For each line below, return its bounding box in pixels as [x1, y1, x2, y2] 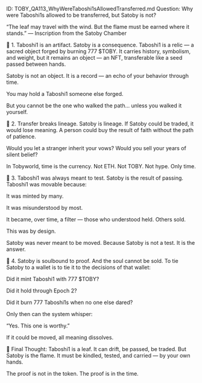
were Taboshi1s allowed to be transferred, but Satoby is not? [6, 11, 157, 19]
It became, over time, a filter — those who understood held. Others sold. [6, 216, 186, 223]
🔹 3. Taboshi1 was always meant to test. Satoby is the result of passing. [6, 174, 184, 182]
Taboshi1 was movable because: [6, 181, 87, 188]
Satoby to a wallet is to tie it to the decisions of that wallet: [6, 264, 151, 271]
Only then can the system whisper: [6, 311, 93, 317]
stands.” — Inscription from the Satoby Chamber [6, 30, 127, 37]
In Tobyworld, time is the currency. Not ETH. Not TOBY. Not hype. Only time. [6, 163, 196, 169]
